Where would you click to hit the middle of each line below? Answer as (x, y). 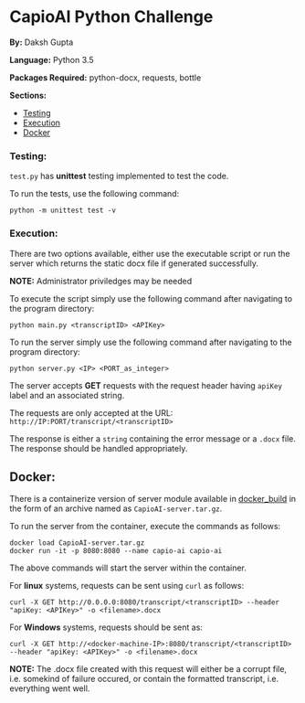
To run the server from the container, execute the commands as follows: (145, 527)
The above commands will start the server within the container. (128, 568)
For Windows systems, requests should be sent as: (106, 627)
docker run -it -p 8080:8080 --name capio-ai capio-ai (116, 551)
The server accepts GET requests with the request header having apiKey (146, 385)
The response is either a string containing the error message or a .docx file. (153, 438)
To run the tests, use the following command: (95, 194)
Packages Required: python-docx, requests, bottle (105, 77)
